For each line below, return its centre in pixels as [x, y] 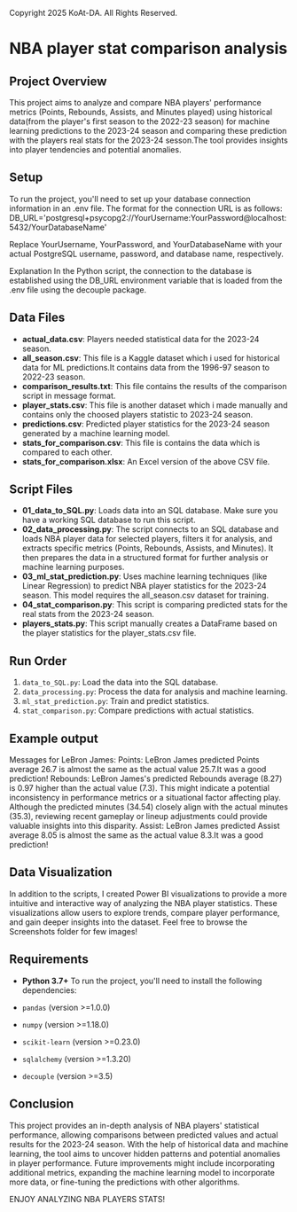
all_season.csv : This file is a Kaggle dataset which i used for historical [151, 357]
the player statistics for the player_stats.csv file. [109, 633]
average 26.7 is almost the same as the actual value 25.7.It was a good [138, 770]
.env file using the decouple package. [78, 289]
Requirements [49, 960]
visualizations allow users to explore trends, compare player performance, [145, 912]
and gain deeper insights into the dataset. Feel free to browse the [129, 922]
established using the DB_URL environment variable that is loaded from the [146, 280]
